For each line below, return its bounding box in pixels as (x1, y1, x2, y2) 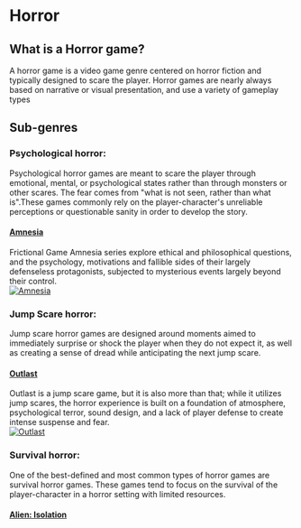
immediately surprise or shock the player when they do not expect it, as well (9, 338, 293, 348)
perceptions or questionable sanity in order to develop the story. (9, 206, 248, 217)
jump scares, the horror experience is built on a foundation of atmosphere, (9, 398, 287, 409)
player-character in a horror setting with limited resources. (9, 488, 226, 499)
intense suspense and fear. (9, 417, 110, 428)
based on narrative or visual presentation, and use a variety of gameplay (9, 85, 279, 95)
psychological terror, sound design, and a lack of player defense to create (9, 407, 284, 418)
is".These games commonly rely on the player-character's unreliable (9, 196, 263, 208)
